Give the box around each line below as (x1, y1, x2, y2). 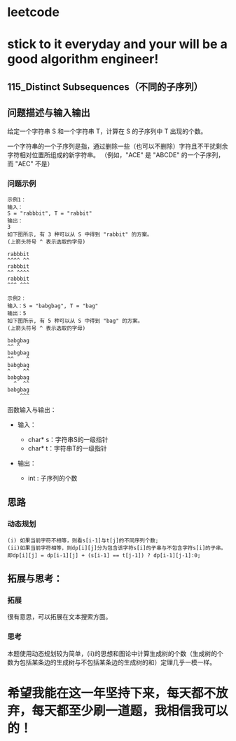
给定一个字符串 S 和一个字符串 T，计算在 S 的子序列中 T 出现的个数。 (7, 127, 207, 135)
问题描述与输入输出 (7, 107, 90, 119)
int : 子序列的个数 (27, 474, 78, 482)
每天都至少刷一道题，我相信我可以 (32, 702, 229, 719)
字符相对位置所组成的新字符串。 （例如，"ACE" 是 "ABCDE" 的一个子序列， (7, 150, 225, 159)
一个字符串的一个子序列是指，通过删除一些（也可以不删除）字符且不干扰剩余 (7, 142, 228, 150)
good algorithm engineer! (7, 51, 159, 67)
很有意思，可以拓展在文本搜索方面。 (7, 613, 112, 621)
